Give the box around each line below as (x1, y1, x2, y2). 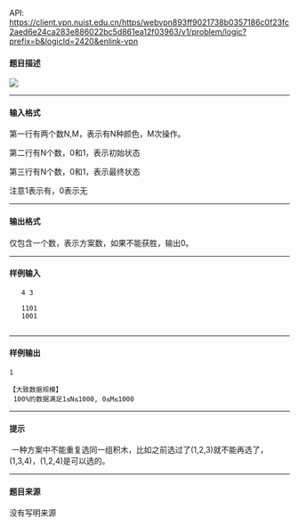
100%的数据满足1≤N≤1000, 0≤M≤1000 (12, 395, 135, 404)
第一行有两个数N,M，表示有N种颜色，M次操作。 (9, 128, 186, 139)
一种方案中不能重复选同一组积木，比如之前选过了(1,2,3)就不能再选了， (11, 445, 269, 456)
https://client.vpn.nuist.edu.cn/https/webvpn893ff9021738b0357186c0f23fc (9, 17, 290, 28)
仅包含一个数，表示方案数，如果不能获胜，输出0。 (9, 237, 194, 248)
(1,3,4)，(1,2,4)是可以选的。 (9, 456, 110, 466)
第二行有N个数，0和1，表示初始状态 (9, 147, 141, 159)
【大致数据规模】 (9, 385, 63, 395)
